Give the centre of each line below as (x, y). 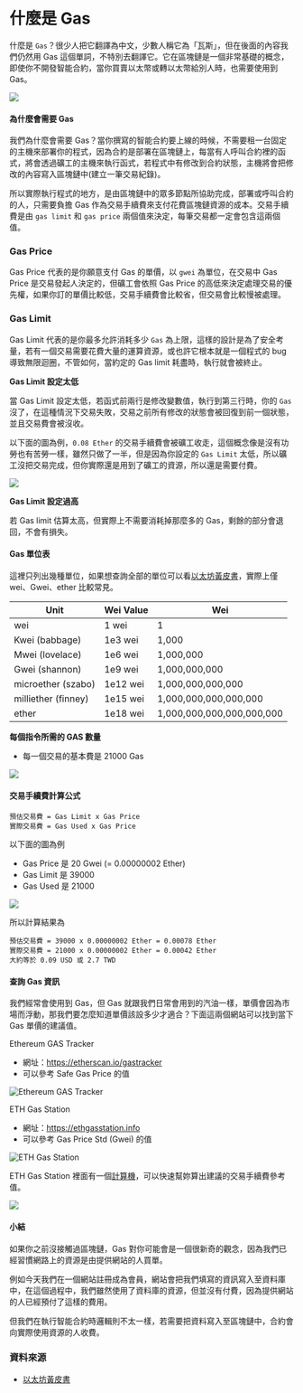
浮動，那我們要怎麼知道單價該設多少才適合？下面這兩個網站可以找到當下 (159, 1014)
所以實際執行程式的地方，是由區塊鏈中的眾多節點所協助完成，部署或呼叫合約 (151, 193)
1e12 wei (124, 683)
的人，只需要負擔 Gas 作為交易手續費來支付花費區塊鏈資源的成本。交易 (141, 205)
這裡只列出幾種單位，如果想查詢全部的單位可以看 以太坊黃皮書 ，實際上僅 (143, 576)
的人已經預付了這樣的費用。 (61, 1302)
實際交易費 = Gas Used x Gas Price (73, 827)
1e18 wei (124, 713)
